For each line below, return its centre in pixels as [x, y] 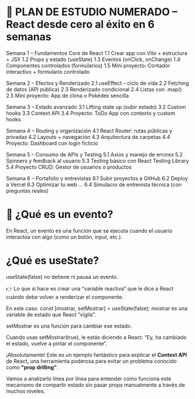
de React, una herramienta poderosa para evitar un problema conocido [91, 361]
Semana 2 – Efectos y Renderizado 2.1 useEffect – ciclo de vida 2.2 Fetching [97, 83]
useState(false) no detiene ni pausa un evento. [62, 277]
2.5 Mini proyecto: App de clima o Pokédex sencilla [67, 96]
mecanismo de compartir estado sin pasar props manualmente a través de [95, 385]
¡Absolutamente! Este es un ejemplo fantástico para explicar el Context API [97, 354]
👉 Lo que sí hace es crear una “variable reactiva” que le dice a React [90, 288]
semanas [29, 37]
